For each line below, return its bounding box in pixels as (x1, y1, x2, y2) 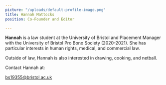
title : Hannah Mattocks (5, 12, 55, 17)
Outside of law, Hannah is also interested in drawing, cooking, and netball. (5, 55, 158, 61)
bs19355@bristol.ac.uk (5, 74, 52, 80)
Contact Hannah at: (5, 64, 45, 70)
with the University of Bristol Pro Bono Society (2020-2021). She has (5, 40, 146, 46)
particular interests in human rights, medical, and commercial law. (5, 45, 141, 51)
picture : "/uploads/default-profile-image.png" (5, 7, 106, 12)
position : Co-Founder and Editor (5, 16, 75, 21)
